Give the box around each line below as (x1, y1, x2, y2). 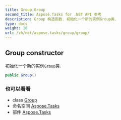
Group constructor (5, 49, 64, 57)
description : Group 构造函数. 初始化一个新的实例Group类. (5, 16, 117, 21)
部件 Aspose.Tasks (12, 109, 51, 115)
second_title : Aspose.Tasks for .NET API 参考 (5, 12, 102, 17)
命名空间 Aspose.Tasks (12, 103, 60, 109)
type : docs (5, 21, 28, 26)
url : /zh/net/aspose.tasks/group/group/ (5, 30, 90, 35)
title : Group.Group (5, 7, 46, 12)
